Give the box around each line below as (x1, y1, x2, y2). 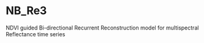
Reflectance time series (6, 30, 66, 37)
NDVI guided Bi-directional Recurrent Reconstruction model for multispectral (6, 24, 199, 31)
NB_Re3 (6, 4, 47, 18)
